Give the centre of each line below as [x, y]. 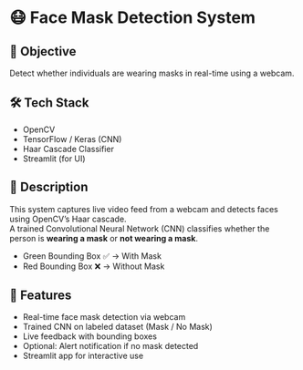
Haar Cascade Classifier [68, 149]
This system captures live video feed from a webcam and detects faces [144, 209]
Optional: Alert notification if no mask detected [110, 346]
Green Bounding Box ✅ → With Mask [92, 256]
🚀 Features [41, 296]
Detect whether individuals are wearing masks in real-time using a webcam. [152, 73]
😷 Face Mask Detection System [132, 18]
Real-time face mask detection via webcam [104, 317]
